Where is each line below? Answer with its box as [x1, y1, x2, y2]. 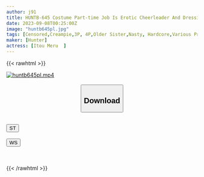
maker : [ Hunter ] [6, 37, 47, 43]
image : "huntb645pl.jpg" [6, 26, 69, 32]
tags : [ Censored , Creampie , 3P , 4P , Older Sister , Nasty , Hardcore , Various [6, 32, 191, 38]
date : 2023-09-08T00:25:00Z [6, 20, 78, 26]
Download [84, 95, 120, 105]
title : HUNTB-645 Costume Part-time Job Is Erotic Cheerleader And [6, 15, 181, 21]
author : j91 [6, 9, 36, 15]
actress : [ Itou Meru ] [6, 43, 67, 49]
